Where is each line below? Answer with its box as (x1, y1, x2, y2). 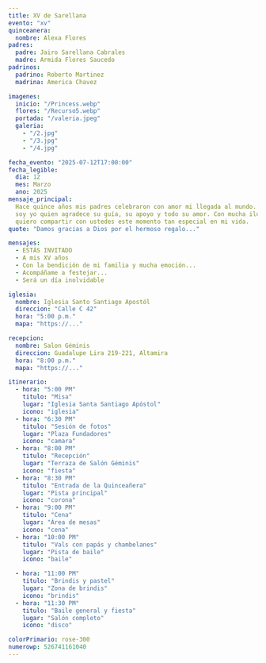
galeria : (15, 122, 44, 130)
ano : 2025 (15, 188, 47, 196)
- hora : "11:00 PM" (15, 569, 80, 578)
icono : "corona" (22, 496, 77, 504)
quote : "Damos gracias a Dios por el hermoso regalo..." (8, 225, 200, 233)
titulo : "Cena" (22, 511, 73, 519)
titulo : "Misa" (22, 393, 73, 401)
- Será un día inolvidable (15, 276, 104, 284)
